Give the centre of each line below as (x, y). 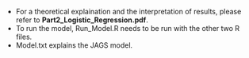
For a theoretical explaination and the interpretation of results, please (128, 12)
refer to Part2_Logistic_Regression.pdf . (82, 20)
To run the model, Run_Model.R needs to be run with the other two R (128, 28)
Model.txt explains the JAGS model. (74, 45)
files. (24, 37)
